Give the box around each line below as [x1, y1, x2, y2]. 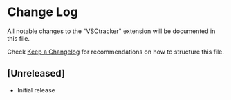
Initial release [17, 86, 55, 94]
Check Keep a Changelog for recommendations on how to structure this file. [7, 48, 225, 56]
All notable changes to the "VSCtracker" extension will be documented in [7, 27, 216, 35]
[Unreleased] [7, 68, 66, 79]
